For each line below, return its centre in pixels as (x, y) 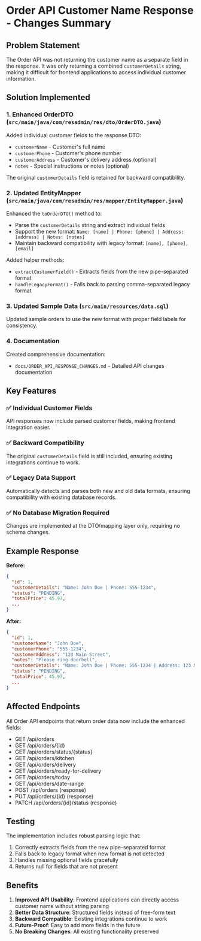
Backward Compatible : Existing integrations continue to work (91, 919)
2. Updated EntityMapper (44, 193)
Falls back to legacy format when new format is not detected (89, 854)
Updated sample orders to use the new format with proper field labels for (96, 319)
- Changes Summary (59, 23)
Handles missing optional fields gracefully (66, 860)
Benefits (22, 885)
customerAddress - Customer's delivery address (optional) (86, 159)
